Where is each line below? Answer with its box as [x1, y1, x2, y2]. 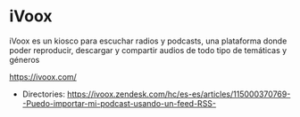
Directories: [21, 89, 65, 99]
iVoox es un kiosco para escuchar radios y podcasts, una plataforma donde [9, 35, 287, 46]
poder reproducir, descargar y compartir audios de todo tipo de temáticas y [9, 44, 287, 55]
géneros [9, 54, 40, 65]
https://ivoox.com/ [9, 71, 78, 82]
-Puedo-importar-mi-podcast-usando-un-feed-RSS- [21, 97, 217, 108]
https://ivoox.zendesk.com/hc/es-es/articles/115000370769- [66, 89, 291, 99]
